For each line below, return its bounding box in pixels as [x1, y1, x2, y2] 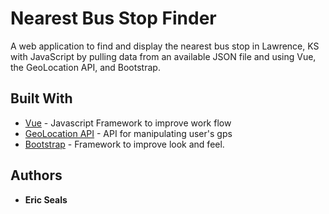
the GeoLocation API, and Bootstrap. [10, 61, 161, 73]
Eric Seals [24, 193, 68, 206]
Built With [10, 90, 73, 107]
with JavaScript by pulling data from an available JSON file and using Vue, [10, 50, 317, 62]
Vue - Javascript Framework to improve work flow [24, 117, 232, 129]
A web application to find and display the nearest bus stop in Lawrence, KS [10, 40, 320, 52]
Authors [10, 167, 63, 184]
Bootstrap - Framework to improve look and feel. [24, 138, 225, 150]
